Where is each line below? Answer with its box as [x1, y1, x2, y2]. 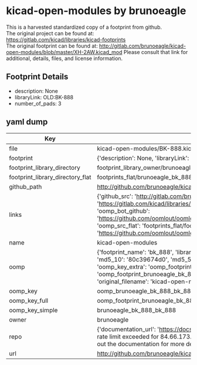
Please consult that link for [123, 48, 188, 55]
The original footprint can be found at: [6, 42, 98, 49]
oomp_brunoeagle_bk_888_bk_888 [96, 287, 195, 295]
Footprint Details [6, 72, 69, 82]
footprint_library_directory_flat [9, 173, 91, 181]
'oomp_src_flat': [96, 222, 141, 230]
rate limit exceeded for [96, 332, 159, 340]
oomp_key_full [9, 296, 49, 304]
